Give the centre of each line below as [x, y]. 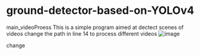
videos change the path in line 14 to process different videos [82, 33]
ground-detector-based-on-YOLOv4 [100, 11]
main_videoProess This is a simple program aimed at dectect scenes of [95, 27]
